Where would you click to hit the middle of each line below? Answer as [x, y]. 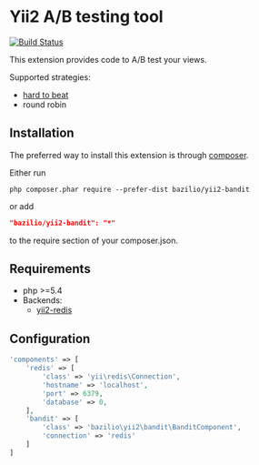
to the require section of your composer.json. [94, 240]
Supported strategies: [50, 77]
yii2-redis [54, 310]
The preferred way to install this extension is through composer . [129, 155]
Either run [28, 172]
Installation [42, 133]
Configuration [50, 339]
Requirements [50, 269]
